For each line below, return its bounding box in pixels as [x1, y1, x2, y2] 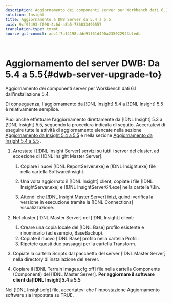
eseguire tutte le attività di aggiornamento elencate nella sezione [5, 127, 142, 133]
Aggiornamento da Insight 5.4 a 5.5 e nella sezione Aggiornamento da [5, 132, 153, 138]
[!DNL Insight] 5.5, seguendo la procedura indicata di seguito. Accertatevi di [5, 121, 165, 128]
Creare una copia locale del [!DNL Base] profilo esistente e [20, 224, 144, 230]
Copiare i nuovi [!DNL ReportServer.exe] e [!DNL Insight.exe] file [20, 163, 156, 169]
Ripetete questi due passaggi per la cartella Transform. [20, 241, 137, 247]
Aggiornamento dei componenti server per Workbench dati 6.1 [5, 85, 137, 91]
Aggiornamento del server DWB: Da [5, 58, 160, 69]
